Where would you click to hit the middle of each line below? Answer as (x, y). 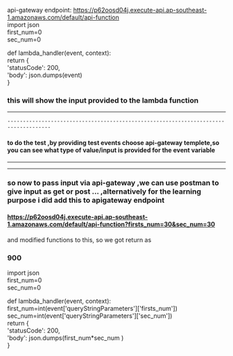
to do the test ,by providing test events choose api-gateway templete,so (113, 142)
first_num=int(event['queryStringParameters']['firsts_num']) (93, 308)
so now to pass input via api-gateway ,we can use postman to (113, 183)
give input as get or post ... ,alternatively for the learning (104, 192)
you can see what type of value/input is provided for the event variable (111, 150)
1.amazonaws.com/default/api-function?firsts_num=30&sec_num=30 (111, 224)
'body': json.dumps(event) (45, 75)
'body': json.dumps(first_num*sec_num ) (66, 338)
